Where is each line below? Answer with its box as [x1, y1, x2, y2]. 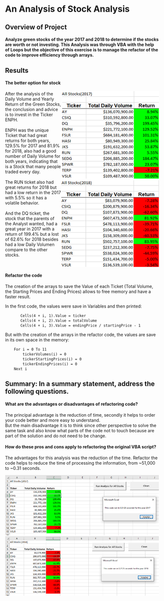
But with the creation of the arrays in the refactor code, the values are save [5, 332, 156, 337]
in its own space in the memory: [5, 336, 69, 343]
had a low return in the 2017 [5, 189, 61, 195]
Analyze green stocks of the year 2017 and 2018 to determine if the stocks [5, 37, 159, 43]
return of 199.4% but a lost [5, 231, 59, 237]
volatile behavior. [5, 200, 40, 206]
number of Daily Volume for [5, 153, 61, 159]
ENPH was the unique [5, 127, 49, 133]
